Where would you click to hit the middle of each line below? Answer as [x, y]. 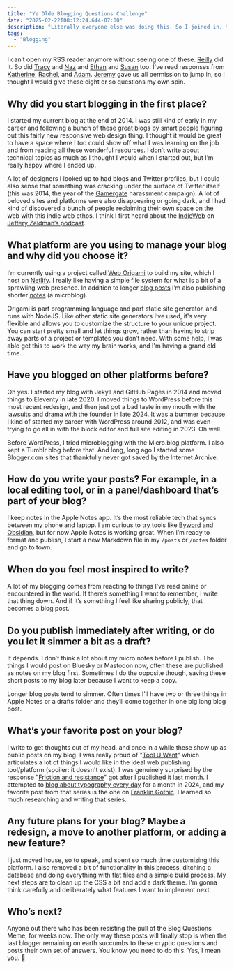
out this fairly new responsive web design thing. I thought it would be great [115, 135]
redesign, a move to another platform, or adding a [117, 833]
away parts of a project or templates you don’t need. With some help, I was [115, 338]
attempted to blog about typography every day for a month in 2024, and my [116, 784]
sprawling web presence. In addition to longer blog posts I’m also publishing [116, 288]
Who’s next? [35, 912]
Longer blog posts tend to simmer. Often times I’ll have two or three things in [117, 694]
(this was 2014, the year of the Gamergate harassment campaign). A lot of [113, 193]
